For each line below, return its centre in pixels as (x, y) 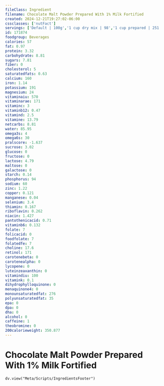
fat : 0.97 (15, 46)
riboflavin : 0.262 (24, 211)
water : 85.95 (18, 129)
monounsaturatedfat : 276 (30, 294)
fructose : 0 (17, 156)
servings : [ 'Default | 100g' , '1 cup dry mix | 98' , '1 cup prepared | (78, 28)
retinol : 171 (18, 253)
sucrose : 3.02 (20, 147)
